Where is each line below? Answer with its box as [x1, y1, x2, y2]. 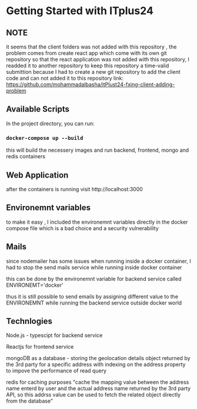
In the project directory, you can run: [6, 120, 95, 127]
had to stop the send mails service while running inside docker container [6, 264, 182, 271]
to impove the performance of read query [6, 367, 107, 374]
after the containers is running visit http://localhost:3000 [6, 185, 143, 192]
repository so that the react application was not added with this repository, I [6, 56, 190, 63]
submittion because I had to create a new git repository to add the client [6, 68, 181, 75]
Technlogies [6, 316, 53, 326]
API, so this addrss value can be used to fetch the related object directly [6, 391, 181, 398]
